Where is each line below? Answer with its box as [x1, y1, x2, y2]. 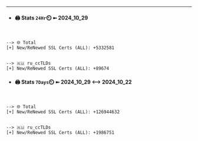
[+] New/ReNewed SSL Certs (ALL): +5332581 [6, 45, 115, 51]
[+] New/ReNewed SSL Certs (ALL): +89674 [6, 65, 110, 71]
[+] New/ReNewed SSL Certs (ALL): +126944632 [6, 109, 120, 115]
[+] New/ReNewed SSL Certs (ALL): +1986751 [6, 130, 115, 136]
